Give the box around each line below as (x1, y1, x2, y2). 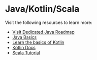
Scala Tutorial (12, 50, 40, 56)
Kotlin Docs (12, 44, 36, 50)
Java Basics (12, 34, 37, 40)
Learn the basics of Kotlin (12, 39, 65, 45)
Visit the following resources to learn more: (5, 20, 93, 25)
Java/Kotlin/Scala (5, 3, 80, 15)
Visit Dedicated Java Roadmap (12, 29, 75, 35)
